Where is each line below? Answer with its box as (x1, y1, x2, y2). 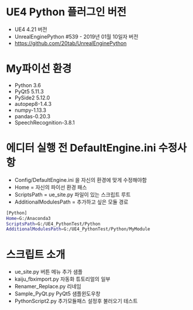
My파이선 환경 (6, 62, 72, 75)
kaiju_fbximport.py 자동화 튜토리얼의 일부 (14, 275, 111, 283)
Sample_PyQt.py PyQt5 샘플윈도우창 (14, 290, 101, 297)
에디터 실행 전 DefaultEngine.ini (6, 142, 156, 155)
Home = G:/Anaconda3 (6, 215, 51, 221)
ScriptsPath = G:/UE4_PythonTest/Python (6, 221, 101, 227)
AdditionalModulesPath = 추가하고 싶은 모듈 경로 (14, 198, 129, 205)
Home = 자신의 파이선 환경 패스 (14, 184, 87, 191)
